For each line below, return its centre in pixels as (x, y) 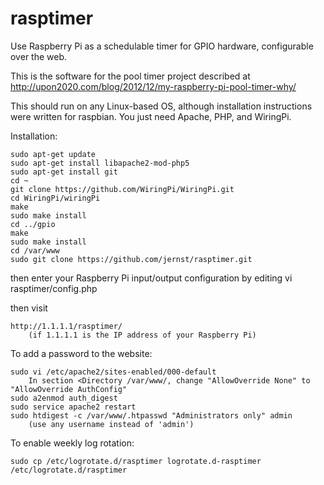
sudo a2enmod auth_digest (64, 398)
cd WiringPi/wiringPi (55, 198)
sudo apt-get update (53, 154)
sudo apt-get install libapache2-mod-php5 (100, 163)
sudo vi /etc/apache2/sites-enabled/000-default (113, 372)
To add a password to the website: (81, 353)
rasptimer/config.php (54, 288)
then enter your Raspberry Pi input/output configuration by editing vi (151, 278)
